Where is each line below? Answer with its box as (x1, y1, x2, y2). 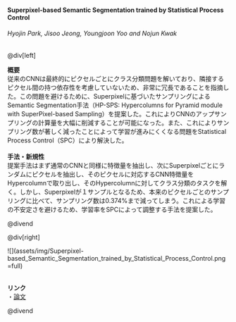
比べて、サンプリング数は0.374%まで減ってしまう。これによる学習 (31, 196, 226, 204)
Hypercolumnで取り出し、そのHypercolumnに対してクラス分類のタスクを (7, 178, 221, 187)
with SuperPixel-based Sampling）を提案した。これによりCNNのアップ (7, 109, 215, 118)
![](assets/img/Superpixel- (7, 247, 85, 255)
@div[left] (7, 51, 37, 59)
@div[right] (7, 233, 40, 241)
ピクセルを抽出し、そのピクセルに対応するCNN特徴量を (31, 170, 194, 178)
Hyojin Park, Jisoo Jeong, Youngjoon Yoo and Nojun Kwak (7, 29, 178, 38)
